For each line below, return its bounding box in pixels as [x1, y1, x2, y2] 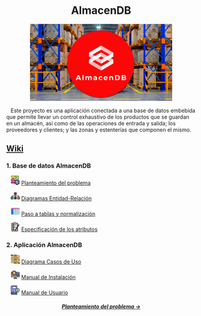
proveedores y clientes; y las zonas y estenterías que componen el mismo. [6, 126, 191, 133]
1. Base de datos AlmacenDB [6, 162, 91, 170]
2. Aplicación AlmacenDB [6, 241, 82, 249]
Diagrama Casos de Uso [20, 258, 81, 265]
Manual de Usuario [20, 289, 68, 296]
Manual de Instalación [20, 274, 76, 281]
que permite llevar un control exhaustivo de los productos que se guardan [6, 113, 190, 121]
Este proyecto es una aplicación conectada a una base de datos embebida [10, 107, 196, 115]
